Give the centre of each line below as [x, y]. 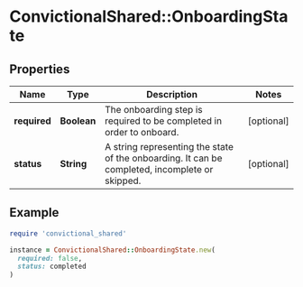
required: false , [50, 258]
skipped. [123, 181]
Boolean [78, 121]
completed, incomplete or [159, 169]
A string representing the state [170, 147]
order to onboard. [142, 132]
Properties [40, 69]
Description [172, 94]
